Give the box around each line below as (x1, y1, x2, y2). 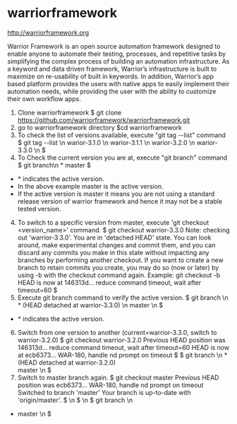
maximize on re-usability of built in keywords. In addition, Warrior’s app (7, 72, 214, 81)
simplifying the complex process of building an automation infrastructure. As (7, 57, 230, 65)
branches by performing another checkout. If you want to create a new (17, 256, 224, 264)
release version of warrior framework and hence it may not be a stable (17, 196, 223, 206)
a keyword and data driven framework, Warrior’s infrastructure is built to (7, 64, 217, 73)
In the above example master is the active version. (17, 182, 164, 190)
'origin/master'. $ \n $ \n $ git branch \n (17, 396, 133, 404)
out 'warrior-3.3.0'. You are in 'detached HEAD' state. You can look (17, 233, 212, 242)
